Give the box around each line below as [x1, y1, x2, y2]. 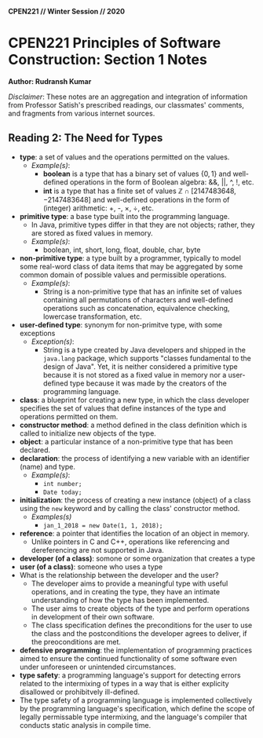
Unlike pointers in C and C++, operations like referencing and [31, 537, 230, 546]
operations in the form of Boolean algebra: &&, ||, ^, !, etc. [69, 177, 254, 187]
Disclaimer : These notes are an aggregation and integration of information [8, 92, 248, 101]
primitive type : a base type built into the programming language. [19, 211, 230, 221]
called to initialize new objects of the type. [19, 428, 157, 438]
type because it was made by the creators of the [69, 378, 228, 388]
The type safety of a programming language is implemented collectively [19, 695, 253, 705]
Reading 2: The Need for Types [8, 131, 163, 144]
